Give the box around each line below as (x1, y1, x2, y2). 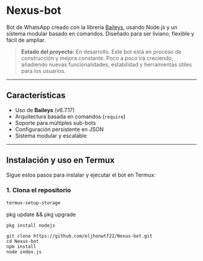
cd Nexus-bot (6, 238, 39, 244)
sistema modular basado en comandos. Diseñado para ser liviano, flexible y (6, 30, 195, 37)
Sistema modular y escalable (14, 132, 87, 139)
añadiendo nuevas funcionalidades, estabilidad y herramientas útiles (21, 61, 192, 68)
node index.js (6, 248, 42, 255)
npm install (6, 244, 36, 250)
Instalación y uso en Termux (6, 155, 115, 166)
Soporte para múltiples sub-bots (14, 119, 96, 127)
